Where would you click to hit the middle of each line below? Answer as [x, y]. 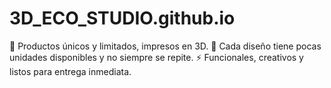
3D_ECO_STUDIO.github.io [122, 18]
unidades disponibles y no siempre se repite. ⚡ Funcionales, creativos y [156, 57]
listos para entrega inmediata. [70, 71]
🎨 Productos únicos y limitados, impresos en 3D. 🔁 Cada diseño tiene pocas [165, 46]
